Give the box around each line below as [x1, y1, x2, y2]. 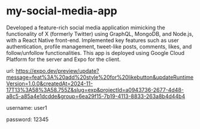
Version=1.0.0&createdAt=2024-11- [6, 79, 93, 87]
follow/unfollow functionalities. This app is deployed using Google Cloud [6, 49, 184, 56]
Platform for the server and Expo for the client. [6, 56, 121, 63]
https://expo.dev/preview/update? [16, 67, 99, 74]
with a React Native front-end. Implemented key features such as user [6, 36, 180, 44]
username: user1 [6, 104, 47, 111]
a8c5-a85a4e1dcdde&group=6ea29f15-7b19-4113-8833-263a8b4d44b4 [6, 93, 186, 100]
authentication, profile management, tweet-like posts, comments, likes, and [6, 43, 192, 50]
